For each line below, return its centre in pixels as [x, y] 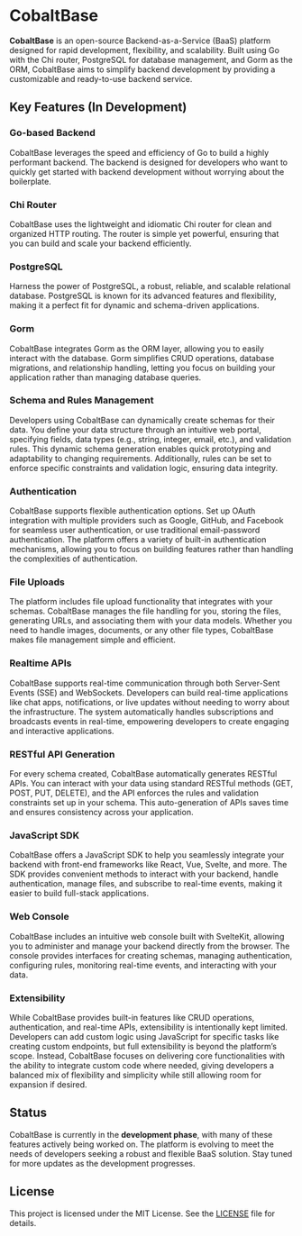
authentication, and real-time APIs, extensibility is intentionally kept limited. [149, 1027]
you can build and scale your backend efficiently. [101, 243]
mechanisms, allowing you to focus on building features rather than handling [151, 550]
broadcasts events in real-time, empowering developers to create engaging [150, 721]
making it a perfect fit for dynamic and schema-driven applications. [134, 305]
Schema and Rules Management [82, 400]
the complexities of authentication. [73, 559]
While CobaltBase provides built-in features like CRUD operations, [132, 1017]
